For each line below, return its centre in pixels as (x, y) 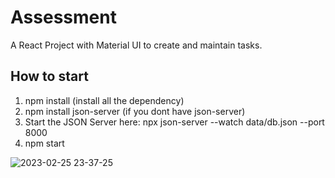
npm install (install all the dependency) (104, 100)
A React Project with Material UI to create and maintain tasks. (136, 45)
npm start (44, 143)
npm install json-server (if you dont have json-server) (135, 111)
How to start (49, 76)
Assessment (63, 17)
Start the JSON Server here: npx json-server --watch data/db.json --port (174, 122)
